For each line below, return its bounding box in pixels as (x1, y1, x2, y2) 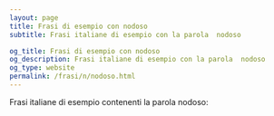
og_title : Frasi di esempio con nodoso (9, 46, 161, 55)
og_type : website (9, 63, 75, 72)
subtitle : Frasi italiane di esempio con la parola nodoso (9, 30, 242, 39)
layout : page (9, 13, 59, 23)
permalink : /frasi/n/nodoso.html (9, 72, 136, 82)
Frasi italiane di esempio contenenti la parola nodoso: (9, 96, 209, 107)
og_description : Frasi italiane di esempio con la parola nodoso (9, 55, 266, 64)
